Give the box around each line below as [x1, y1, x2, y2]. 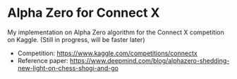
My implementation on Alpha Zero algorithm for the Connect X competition [7, 28, 224, 36]
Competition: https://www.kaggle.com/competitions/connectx [17, 49, 197, 57]
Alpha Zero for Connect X [7, 5, 160, 21]
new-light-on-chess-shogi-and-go [17, 64, 119, 72]
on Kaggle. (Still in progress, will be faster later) [7, 35, 145, 43]
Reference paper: [17, 56, 68, 64]
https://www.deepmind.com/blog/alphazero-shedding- [69, 56, 230, 64]
